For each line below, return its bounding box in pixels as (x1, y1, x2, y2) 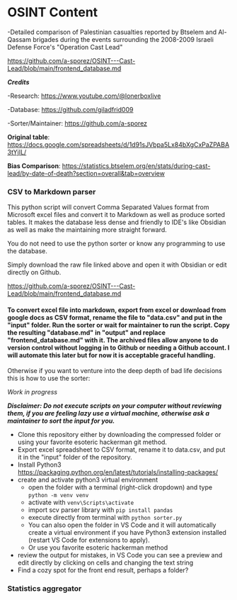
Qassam (7, 35, 32, 43)
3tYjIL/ (7, 148, 27, 156)
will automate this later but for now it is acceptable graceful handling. (7, 350, 216, 359)
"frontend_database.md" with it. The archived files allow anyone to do (7, 335, 219, 344)
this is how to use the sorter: (7, 374, 91, 383)
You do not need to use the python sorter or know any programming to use (7, 239, 226, 248)
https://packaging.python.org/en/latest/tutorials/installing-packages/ (17, 468, 219, 477)
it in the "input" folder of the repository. (17, 453, 132, 462)
